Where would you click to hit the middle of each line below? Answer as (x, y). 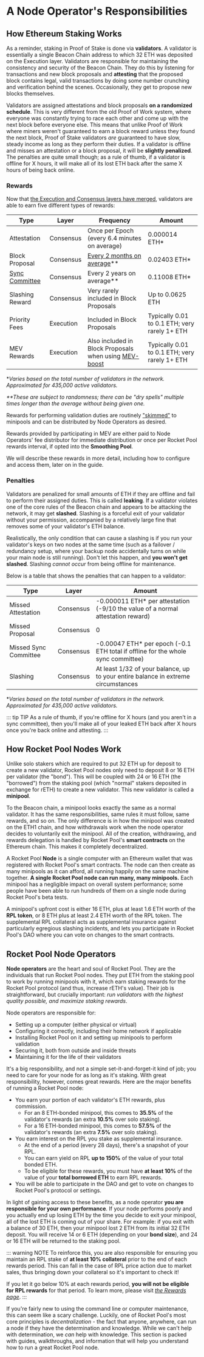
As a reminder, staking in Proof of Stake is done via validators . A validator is (102, 48)
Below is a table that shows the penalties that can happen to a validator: (96, 576)
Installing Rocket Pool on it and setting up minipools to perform (94, 1038)
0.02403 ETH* (169, 260)
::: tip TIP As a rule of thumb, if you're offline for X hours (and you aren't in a (101, 717)
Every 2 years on (111, 273)
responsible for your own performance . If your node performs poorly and (99, 1209)
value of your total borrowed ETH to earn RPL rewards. (93, 1177)
